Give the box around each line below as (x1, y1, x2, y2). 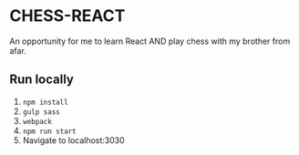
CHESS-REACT (9, 5, 126, 26)
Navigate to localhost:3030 (22, 134, 125, 146)
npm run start (22, 127, 77, 136)
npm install (22, 98, 68, 107)
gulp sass (22, 107, 61, 117)
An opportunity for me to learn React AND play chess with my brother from (9, 36, 291, 46)
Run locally (9, 72, 75, 88)
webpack (22, 117, 52, 126)
